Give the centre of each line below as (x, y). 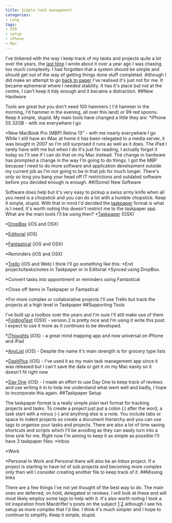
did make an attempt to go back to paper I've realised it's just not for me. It (84, 80)
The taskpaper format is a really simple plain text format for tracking (77, 403)
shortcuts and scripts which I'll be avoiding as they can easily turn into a (82, 430)
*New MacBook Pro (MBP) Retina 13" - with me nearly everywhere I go (81, 133)
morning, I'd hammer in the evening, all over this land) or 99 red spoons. (82, 112)
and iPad (15, 341)
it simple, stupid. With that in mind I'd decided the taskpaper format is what (85, 203)
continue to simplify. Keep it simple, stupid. (51, 515)
